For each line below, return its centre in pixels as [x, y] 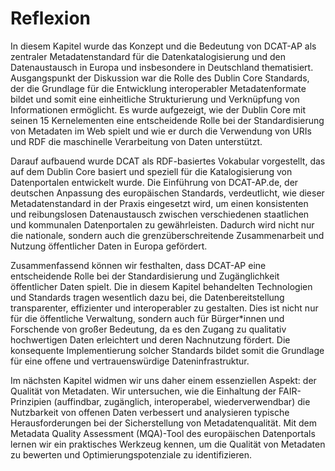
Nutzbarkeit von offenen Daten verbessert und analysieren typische [150, 412]
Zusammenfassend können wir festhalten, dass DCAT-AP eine [138, 265]
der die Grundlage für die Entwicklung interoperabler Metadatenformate [158, 88]
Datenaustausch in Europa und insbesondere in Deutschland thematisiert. [162, 67]
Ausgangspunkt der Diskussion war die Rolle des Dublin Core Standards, [160, 78]
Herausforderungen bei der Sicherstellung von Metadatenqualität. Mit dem [163, 423]
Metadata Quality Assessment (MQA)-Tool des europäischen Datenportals [163, 433]
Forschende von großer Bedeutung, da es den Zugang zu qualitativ [148, 329]
